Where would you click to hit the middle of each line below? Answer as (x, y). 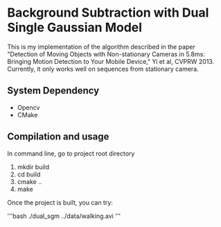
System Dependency (53, 91)
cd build (29, 174)
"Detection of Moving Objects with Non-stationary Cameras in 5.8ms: (106, 54)
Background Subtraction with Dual (108, 13)
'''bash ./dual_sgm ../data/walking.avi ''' (64, 216)
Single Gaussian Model (75, 27)
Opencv (28, 107)
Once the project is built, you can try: (60, 202)
